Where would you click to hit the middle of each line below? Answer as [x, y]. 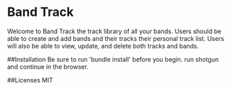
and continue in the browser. [48, 66]
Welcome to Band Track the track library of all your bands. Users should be [114, 31]
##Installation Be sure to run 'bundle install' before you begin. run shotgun [113, 59]
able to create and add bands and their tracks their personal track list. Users [116, 38]
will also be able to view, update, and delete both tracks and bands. [103, 46]
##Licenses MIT [30, 80]
